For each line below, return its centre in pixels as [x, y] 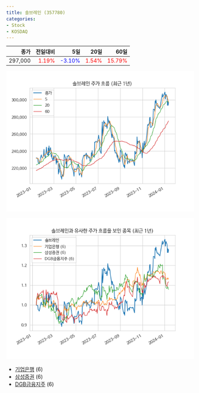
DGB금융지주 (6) [34, 384]
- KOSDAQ [17, 32]
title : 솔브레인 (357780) [36, 13]
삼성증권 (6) [29, 376]
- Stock [16, 25]
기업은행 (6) [29, 369]
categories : [21, 19]
